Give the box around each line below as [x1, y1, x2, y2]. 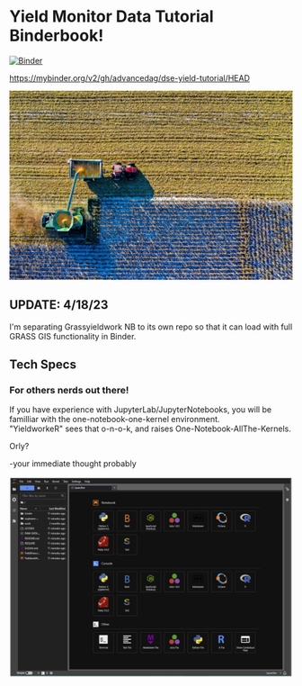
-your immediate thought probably [9, 458, 137, 469]
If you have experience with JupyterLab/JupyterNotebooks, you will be [9, 404, 272, 415]
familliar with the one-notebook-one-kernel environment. [9, 414, 220, 425]
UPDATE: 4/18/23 [9, 297, 109, 312]
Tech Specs [9, 357, 76, 373]
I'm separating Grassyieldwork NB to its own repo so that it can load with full [9, 321, 293, 332]
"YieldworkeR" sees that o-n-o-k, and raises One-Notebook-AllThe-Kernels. [9, 423, 292, 434]
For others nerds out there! [9, 384, 129, 397]
